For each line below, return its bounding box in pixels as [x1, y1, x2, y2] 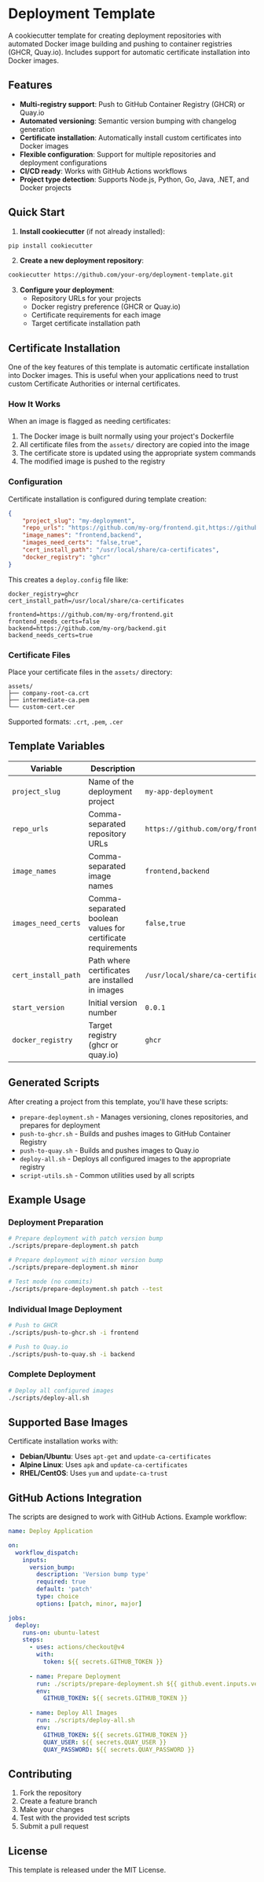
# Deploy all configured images [8, 1386, 114, 1395]
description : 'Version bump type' [36, 1571, 149, 1579]
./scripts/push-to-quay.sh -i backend [8, 1350, 135, 1358]
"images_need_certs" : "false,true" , [22, 539, 143, 547]
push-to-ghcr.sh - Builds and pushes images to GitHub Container [19, 1128, 231, 1138]
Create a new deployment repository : [19, 256, 144, 266]
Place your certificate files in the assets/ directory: [8, 667, 173, 677]
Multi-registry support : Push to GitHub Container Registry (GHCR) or [19, 99, 245, 108]
